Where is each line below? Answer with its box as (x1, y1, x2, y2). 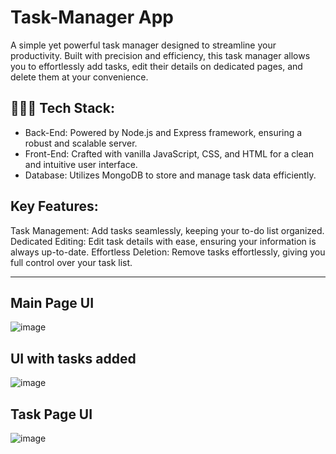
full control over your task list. (10, 256, 133, 268)
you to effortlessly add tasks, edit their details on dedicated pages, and (10, 60, 303, 72)
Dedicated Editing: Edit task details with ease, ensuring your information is (10, 235, 317, 247)
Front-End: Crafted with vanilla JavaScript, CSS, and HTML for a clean (24, 147, 315, 160)
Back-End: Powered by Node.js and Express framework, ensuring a (24, 126, 303, 138)
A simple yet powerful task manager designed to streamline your (10, 39, 277, 51)
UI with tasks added (10, 350, 137, 367)
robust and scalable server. (24, 137, 138, 149)
